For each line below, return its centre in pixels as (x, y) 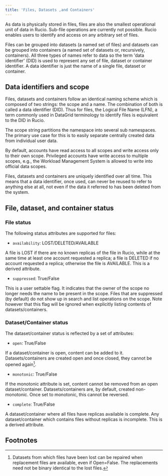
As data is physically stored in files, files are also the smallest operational (80, 24)
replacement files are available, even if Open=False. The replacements (85, 462)
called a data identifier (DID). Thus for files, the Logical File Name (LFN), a (81, 110)
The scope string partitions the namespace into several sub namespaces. (81, 130)
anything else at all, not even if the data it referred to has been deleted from (83, 187)
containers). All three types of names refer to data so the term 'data (75, 55)
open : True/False (29, 343)
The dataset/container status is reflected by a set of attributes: (69, 333)
